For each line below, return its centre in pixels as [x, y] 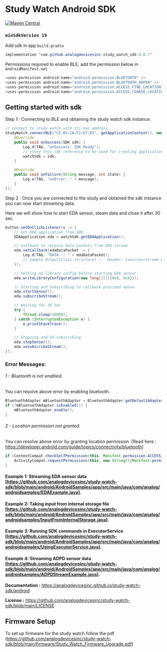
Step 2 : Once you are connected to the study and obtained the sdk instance [83, 198]
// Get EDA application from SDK [49, 232]
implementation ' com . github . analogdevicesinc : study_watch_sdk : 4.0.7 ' [79, 55]
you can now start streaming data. [40, 203]
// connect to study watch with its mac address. [58, 128]
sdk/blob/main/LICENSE [30, 606]
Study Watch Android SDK [61, 9]
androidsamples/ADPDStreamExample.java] [52, 574]
